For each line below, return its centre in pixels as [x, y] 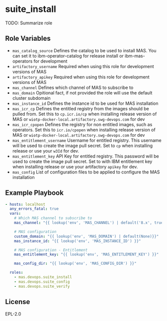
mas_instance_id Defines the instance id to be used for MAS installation [85, 103]
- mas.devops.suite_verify [42, 286]
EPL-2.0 [13, 314]
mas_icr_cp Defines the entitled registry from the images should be [81, 108]
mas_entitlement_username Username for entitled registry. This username [87, 140]
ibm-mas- [135, 56]
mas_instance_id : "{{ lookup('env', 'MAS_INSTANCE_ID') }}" [78, 241]
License [18, 302]
